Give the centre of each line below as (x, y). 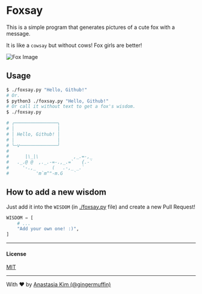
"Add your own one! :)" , (48, 229)
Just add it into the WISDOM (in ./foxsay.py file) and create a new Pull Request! (101, 207)
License (17, 254)
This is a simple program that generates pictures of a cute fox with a (91, 27)
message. (18, 33)
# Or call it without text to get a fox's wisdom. (71, 107)
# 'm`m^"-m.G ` (41, 174)
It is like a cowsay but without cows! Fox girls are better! (74, 45)
